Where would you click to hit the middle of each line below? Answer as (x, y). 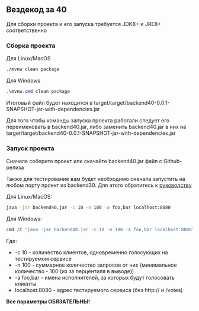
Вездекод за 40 (36, 10)
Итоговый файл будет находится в (49, 102)
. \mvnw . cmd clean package (38, 91)
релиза (15, 167)
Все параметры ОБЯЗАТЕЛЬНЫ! (48, 302)
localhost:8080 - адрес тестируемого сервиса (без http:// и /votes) (99, 290)
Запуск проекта (30, 148)
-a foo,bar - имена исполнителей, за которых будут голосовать (94, 277)
